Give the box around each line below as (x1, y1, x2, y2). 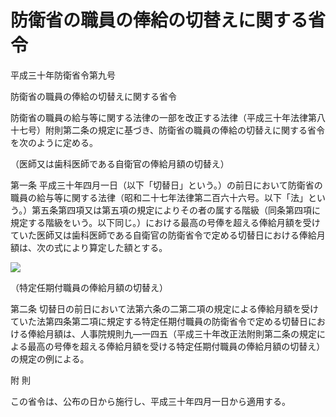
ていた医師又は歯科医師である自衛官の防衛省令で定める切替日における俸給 (10, 229, 317, 241)
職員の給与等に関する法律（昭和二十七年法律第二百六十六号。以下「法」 (10, 191, 308, 203)
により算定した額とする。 (62, 241, 168, 253)
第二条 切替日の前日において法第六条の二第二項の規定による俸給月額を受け (10, 302, 320, 315)
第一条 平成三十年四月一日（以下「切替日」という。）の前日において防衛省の (10, 179, 323, 191)
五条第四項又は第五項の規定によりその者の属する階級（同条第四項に (40, 204, 321, 216)
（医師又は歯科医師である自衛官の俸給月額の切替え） (10, 157, 230, 170)
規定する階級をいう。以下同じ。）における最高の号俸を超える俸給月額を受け (10, 216, 321, 228)
